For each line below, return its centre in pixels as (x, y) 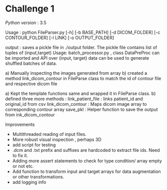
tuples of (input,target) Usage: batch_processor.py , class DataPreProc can (82, 53)
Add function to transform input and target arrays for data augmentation (86, 171)
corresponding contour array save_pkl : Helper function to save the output (82, 109)
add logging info (29, 182)
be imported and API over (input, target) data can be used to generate (77, 58)
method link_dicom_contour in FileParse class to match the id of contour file (83, 78)
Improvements (20, 124)
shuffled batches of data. (31, 63)
